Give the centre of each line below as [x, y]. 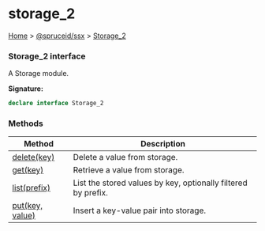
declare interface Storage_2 [56, 104]
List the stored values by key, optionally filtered [160, 183]
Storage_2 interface [47, 56]
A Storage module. [39, 74]
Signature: [26, 89]
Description [163, 144]
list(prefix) [32, 188]
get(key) [28, 170]
